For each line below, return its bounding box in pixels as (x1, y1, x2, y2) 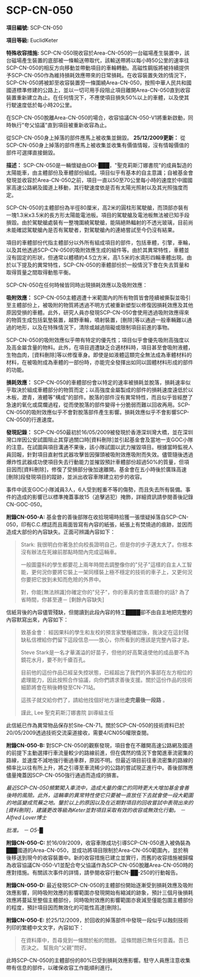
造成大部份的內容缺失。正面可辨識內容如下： (6, 528, 116, 536)
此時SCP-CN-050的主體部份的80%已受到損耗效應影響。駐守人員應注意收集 (6, 956, 191, 964)
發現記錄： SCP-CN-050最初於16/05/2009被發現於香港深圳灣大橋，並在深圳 (6, 428, 193, 436)
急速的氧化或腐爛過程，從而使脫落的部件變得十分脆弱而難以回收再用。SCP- (6, 401, 191, 408)
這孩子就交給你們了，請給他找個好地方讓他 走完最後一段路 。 (20, 696, 168, 703)
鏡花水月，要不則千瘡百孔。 (20, 656, 89, 663)
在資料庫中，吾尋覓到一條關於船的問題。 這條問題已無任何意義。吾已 (20, 937, 189, 944)
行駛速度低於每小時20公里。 (6, 101, 75, 108)
